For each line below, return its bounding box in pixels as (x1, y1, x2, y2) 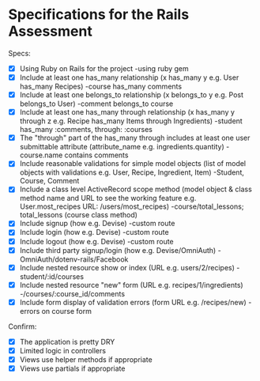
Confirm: (8, 322, 37, 331)
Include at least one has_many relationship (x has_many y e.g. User (19, 73, 239, 82)
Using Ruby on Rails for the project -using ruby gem (19, 63, 190, 73)
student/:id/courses (19, 271, 85, 281)
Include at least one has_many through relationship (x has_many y (19, 108, 236, 117)
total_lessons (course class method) (19, 210, 138, 220)
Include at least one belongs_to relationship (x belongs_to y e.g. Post (19, 90, 243, 100)
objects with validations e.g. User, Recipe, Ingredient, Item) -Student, (19, 168, 245, 177)
